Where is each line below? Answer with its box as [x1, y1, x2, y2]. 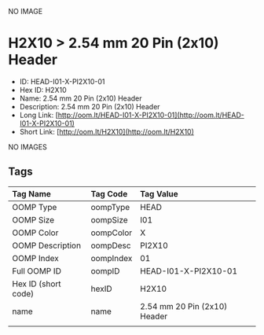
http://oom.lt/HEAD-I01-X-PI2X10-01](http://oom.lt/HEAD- [57, 110, 245, 120]
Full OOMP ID [12, 265, 61, 276]
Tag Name [12, 188, 51, 199]
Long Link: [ [19, 110, 59, 120]
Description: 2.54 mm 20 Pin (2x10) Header [19, 101, 160, 111]
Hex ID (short [12, 278, 61, 289]
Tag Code [90, 188, 128, 199]
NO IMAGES [8, 142, 47, 152]
